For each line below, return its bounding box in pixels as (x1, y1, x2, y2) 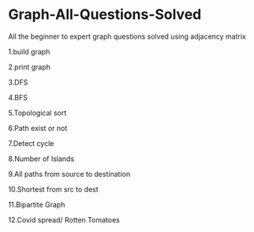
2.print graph (8, 62, 51, 72)
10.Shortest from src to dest (8, 184, 99, 194)
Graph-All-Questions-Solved (8, 6, 202, 24)
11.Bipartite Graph (8, 200, 65, 209)
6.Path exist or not (8, 123, 68, 133)
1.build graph (8, 47, 50, 56)
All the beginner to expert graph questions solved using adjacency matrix (8, 32, 246, 41)
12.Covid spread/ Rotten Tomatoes (8, 215, 120, 224)
